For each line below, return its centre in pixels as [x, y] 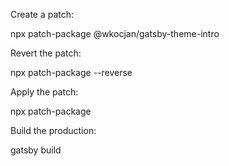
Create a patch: [42, 14]
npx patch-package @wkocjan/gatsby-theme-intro [115, 33]
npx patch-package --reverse [71, 72]
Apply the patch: [44, 92]
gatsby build [36, 150]
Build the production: [53, 130]
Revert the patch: [46, 53]
